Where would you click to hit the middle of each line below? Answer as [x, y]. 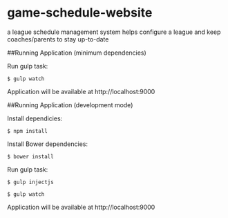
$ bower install [30, 156]
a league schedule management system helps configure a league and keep [114, 32]
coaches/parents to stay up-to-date [58, 39]
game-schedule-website [80, 13]
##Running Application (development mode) [70, 105]
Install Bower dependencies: [48, 144]
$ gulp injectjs [30, 182]
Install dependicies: [35, 118]
